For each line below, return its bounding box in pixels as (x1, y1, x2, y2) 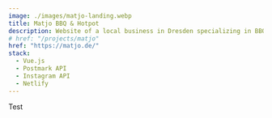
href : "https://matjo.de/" (8, 42, 100, 50)
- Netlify (15, 79, 49, 87)
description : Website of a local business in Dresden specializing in (8, 27, 252, 35)
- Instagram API (15, 72, 70, 80)
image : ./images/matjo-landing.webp (8, 11, 132, 20)
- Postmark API (15, 65, 67, 73)
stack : (8, 49, 31, 57)
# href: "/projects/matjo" (8, 34, 100, 43)
